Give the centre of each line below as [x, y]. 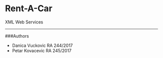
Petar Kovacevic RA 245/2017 [42, 50]
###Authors [17, 36]
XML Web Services [24, 22]
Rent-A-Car [29, 9]
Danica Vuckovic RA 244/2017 [42, 45]
